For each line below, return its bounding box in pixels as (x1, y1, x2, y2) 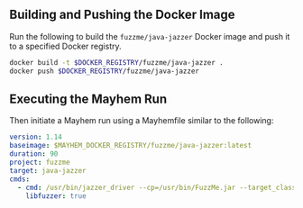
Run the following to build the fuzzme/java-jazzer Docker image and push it (9, 31, 290, 41)
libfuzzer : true (25, 191, 87, 201)
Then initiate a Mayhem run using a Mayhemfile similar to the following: (9, 115, 274, 126)
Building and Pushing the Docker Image (9, 7, 236, 23)
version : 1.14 (9, 132, 63, 142)
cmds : (9, 175, 30, 184)
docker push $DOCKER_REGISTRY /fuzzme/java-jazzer (9, 67, 200, 76)
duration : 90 (9, 149, 59, 158)
